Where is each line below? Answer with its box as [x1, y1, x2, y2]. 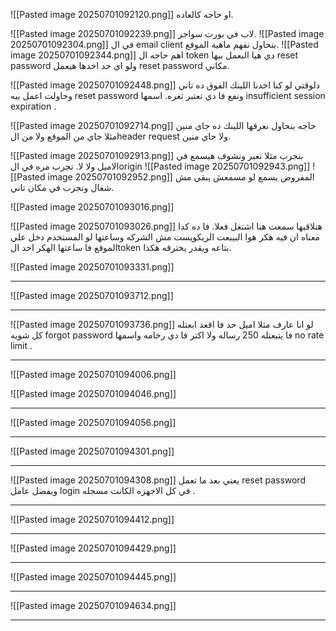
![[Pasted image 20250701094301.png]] [10, 445, 175, 457]
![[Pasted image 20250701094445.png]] [10, 571, 177, 583]
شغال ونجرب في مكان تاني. [10, 182, 115, 193]
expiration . [10, 100, 57, 112]
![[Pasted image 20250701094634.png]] [10, 600, 177, 611]
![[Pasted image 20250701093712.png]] [10, 290, 174, 301]
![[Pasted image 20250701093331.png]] [10, 261, 175, 273]
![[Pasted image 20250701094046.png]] [10, 388, 177, 399]
